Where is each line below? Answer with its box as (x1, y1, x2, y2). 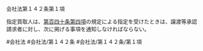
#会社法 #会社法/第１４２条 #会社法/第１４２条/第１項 (6, 38, 142, 45)
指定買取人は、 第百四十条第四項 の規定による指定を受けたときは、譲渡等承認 (6, 18, 198, 25)
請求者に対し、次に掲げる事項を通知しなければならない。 (6, 26, 150, 32)
